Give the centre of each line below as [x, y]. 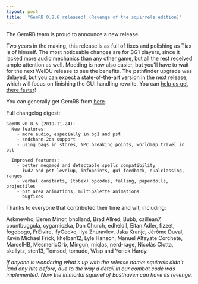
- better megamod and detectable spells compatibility [86, 165]
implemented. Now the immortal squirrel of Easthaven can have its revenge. [99, 274]
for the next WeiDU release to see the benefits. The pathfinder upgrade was [99, 71]
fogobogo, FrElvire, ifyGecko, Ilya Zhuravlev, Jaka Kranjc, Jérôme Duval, [95, 232]
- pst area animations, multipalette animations [78, 191]
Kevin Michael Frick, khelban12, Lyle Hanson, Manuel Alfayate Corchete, [95, 238]
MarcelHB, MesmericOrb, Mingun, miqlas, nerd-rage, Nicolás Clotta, [90, 244]
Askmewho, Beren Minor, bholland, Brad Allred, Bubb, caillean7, [84, 219]
